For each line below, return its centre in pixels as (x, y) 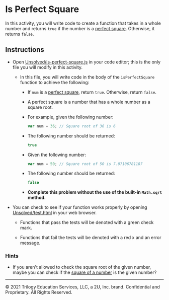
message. (30, 243)
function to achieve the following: (55, 82)
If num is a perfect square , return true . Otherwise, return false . (92, 92)
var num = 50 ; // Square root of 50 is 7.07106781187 (85, 164)
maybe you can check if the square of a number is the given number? (84, 272)
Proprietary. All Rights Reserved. (39, 292)
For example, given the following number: (70, 117)
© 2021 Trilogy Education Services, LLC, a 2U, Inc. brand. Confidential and (82, 287)
